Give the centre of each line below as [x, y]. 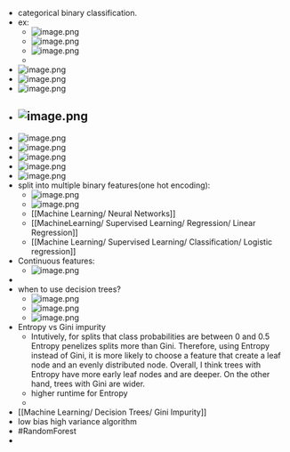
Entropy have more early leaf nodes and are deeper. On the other [150, 374]
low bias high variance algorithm [77, 421]
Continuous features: [56, 261]
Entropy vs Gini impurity [62, 327]
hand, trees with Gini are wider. [88, 383]
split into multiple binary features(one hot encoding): [114, 185]
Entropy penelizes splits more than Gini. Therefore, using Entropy [150, 345]
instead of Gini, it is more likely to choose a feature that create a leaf [156, 355]
